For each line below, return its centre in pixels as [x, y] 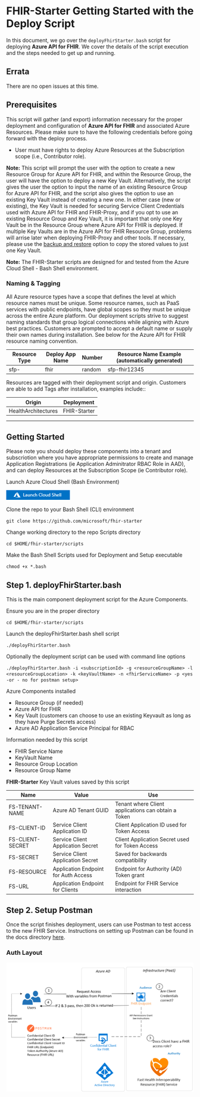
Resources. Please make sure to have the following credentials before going [99, 132]
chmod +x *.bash [26, 567]
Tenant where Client [140, 804]
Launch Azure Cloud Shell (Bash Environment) [63, 482]
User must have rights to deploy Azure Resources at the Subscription [99, 150]
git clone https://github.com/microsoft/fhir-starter [74, 521]
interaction [128, 889]
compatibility [131, 861]
